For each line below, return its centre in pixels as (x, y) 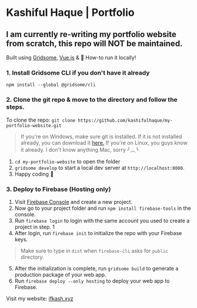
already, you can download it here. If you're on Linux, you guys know (104, 143)
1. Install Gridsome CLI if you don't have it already (78, 72)
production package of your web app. (60, 274)
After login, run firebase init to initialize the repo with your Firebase (98, 233)
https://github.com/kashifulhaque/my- (125, 120)
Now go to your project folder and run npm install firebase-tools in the (103, 208)
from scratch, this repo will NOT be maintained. (94, 43)
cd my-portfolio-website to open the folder (67, 161)
